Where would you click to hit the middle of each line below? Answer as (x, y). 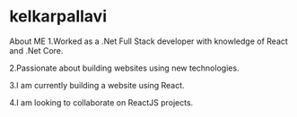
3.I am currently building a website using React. (97, 85)
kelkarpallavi (58, 17)
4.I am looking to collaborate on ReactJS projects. (101, 102)
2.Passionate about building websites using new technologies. (124, 68)
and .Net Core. (36, 50)
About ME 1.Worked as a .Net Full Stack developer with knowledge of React (149, 41)
